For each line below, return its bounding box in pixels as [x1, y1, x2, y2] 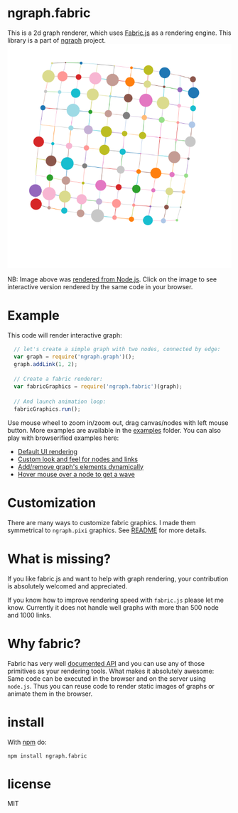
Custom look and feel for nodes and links [17, 455, 139, 463]
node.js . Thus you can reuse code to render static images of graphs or [7, 682, 215, 690]
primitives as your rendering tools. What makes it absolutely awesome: [7, 667, 215, 675]
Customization [7, 495, 96, 511]
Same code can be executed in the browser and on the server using [7, 674, 206, 683]
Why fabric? [7, 635, 82, 652]
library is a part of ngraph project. [7, 36, 107, 44]
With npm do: [7, 738, 48, 746]
